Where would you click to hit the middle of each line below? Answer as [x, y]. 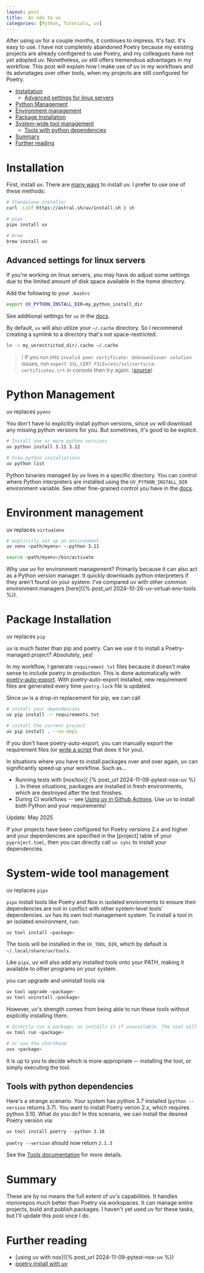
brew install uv [27, 241]
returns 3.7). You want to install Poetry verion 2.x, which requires [108, 1108]
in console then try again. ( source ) [110, 370]
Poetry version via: [30, 1121]
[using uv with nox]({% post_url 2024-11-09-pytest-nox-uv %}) [94, 1257]
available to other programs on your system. [62, 969]
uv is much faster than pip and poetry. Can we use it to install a [85, 648]
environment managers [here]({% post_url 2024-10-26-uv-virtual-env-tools [101, 588]
